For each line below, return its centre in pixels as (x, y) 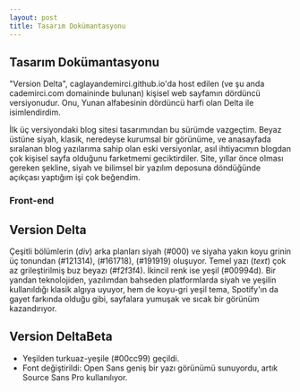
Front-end (32, 201)
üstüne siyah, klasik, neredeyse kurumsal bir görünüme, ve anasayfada (140, 139)
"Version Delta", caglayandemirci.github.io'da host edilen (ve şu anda (137, 84)
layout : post (34, 17)
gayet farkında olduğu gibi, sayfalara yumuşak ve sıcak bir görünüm (134, 299)
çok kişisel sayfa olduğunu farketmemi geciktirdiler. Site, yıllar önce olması (146, 159)
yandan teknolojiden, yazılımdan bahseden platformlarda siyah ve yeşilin (143, 280)
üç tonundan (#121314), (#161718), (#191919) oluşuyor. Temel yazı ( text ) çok (148, 261)
